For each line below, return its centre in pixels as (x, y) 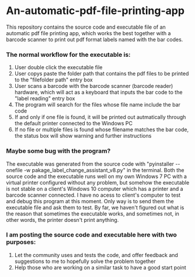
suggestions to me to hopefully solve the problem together (85, 261)
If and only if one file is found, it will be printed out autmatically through (100, 117)
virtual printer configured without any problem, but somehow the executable (98, 182)
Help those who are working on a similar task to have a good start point (100, 267)
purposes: (21, 242)
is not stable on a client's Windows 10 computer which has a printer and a (95, 189)
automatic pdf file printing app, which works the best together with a (88, 33)
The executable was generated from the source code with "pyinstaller (90, 164)
